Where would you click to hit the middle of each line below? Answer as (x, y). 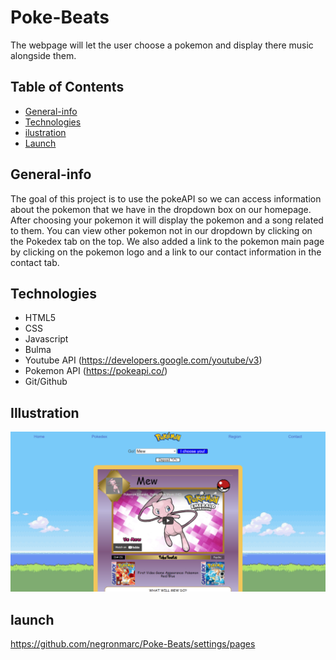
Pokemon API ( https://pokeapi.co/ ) (96, 371)
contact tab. (35, 262)
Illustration (45, 412)
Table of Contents (67, 87)
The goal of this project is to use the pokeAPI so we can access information (166, 198)
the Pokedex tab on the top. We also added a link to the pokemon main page (167, 241)
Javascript (46, 339)
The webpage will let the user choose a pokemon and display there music (162, 45)
